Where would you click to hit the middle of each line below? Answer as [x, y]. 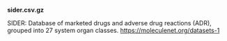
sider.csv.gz [25, 10]
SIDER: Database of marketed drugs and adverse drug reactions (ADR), [110, 23]
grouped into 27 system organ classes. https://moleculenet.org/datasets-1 [113, 30]
